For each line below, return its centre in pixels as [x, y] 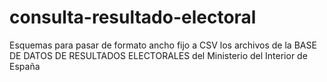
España [25, 66]
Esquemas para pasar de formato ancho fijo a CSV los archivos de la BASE [163, 45]
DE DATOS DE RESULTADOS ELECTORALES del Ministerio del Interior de [158, 55]
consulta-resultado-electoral [133, 17]
